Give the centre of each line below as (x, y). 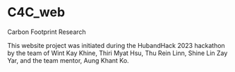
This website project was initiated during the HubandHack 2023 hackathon (116, 45)
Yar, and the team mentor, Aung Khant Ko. (68, 60)
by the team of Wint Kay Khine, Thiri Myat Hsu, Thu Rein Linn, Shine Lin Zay (117, 53)
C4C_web (36, 12)
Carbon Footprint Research (47, 32)
